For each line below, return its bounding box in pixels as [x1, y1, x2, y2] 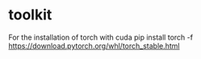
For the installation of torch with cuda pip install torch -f [8, 32, 194, 42]
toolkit [8, 6, 52, 24]
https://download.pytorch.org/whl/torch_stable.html [8, 40, 180, 50]
